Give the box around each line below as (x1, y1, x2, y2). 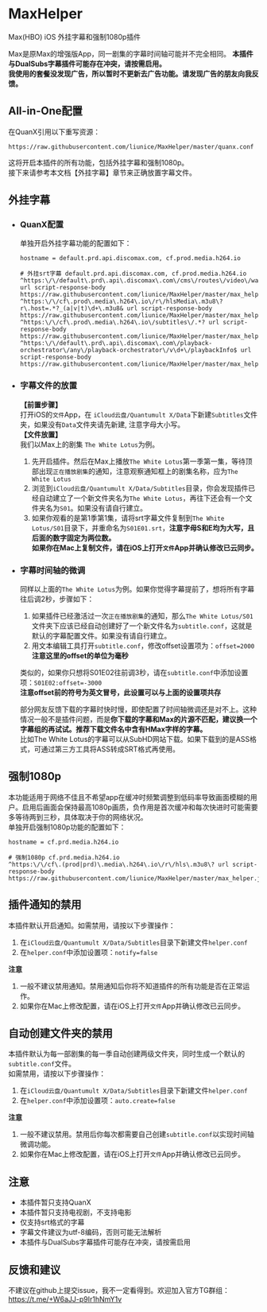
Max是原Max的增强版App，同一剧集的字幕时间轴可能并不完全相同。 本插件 (8, 49, 254, 58)
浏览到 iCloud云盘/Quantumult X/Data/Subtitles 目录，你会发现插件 (31, 483, 249, 493)
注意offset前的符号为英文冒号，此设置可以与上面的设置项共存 (19, 688, 221, 697)
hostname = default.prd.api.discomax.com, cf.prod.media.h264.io (19, 254, 241, 262)
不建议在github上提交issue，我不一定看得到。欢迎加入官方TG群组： (8, 1286, 230, 1295)
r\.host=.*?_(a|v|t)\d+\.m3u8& (19, 305, 124, 312)
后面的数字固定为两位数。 (31, 533, 116, 542)
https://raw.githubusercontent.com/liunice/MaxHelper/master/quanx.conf (8, 142, 254, 151)
